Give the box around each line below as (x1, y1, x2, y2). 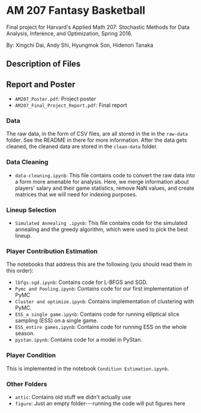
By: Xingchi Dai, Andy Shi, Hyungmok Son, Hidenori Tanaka (6, 41, 154, 49)
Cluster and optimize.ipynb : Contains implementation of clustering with (14, 298, 194, 305)
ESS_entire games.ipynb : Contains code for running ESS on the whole (14, 324, 187, 331)
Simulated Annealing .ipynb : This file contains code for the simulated (14, 220, 188, 227)
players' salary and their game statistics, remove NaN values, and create (14, 184, 194, 191)
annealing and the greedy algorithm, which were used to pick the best (14, 226, 188, 233)
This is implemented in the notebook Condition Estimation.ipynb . (6, 364, 169, 372)
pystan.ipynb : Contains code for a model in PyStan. (14, 336, 143, 343)
